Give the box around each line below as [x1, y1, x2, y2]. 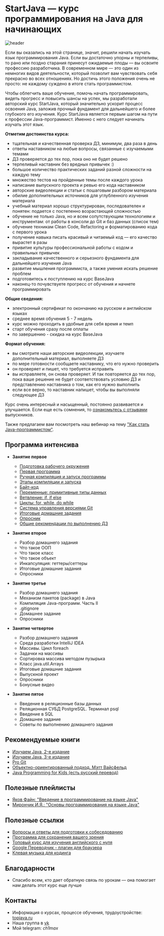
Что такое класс [19, 550, 54, 556]
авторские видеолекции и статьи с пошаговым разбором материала [12, 187, 157, 193]
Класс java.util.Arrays [19, 661, 64, 666]
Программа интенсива [5, 441, 79, 449]
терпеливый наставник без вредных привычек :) [12, 161, 114, 167]
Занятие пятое [12, 691, 44, 697]
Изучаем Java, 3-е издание [12, 754, 70, 760]
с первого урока [12, 229, 47, 235]
